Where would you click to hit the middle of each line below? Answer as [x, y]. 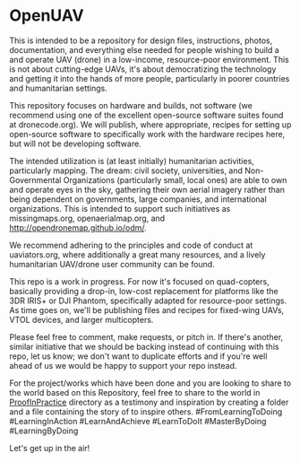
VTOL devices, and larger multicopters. [81, 319]
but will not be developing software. [75, 144]
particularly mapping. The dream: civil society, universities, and [126, 170]
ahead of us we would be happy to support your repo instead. [123, 365]
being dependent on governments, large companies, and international [138, 199]
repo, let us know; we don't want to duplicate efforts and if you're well [138, 356]
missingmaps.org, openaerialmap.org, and [87, 218]
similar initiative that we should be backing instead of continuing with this [144, 346]
